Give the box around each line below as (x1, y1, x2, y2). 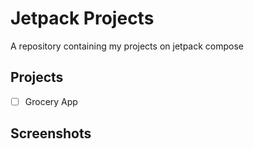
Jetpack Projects (10, 7, 155, 30)
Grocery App (24, 95, 78, 107)
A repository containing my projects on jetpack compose (10, 40, 244, 52)
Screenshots (10, 125, 92, 142)
